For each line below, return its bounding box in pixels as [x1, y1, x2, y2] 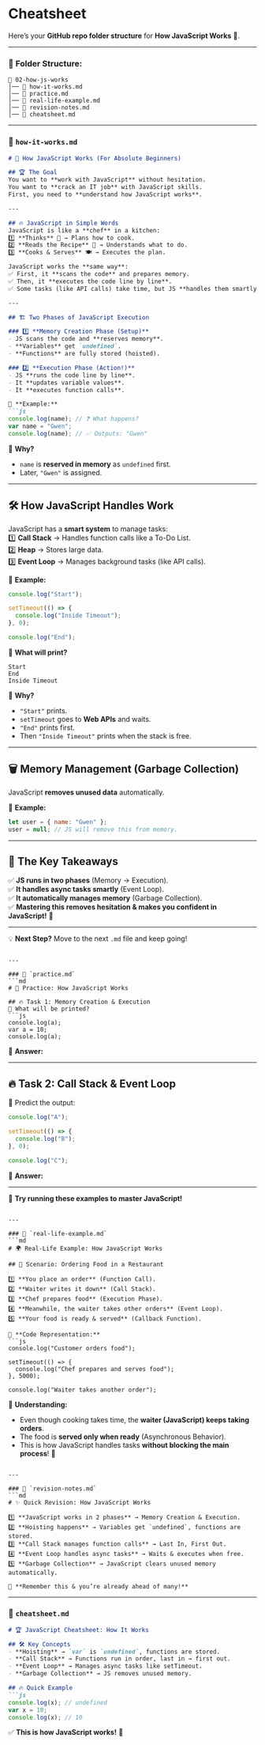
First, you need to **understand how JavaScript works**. [8, 191, 203, 198]
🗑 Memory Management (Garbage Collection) [8, 762, 239, 776]
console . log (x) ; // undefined [8, 1698, 108, 1706]
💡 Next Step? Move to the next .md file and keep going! [8, 934, 188, 943]
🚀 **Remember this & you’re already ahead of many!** [8, 1582, 189, 1590]
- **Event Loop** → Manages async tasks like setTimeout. [8, 1662, 203, 1671]
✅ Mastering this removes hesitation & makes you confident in [8, 902, 217, 912]
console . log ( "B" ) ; [15, 1135, 77, 1143]
